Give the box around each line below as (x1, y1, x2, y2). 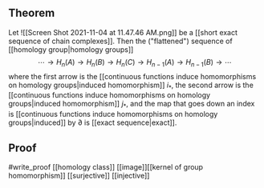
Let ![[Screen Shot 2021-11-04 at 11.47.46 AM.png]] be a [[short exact (8, 27, 238, 37)
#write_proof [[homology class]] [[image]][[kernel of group (8, 162, 203, 172)
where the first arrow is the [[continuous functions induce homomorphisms (8, 71, 257, 81)
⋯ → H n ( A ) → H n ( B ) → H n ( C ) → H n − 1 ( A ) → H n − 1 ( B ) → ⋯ (37, 57, 233, 69)
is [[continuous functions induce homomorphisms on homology (8, 110, 218, 119)
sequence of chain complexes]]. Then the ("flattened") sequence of (8, 36, 233, 46)
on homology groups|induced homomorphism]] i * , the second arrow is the (8, 80, 254, 91)
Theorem (8, 6, 55, 20)
